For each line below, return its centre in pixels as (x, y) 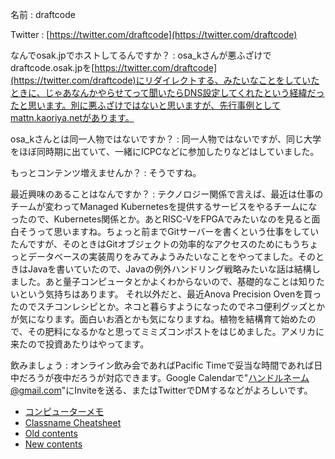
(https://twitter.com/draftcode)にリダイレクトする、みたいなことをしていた (165, 80)
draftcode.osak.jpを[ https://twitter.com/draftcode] (114, 67)
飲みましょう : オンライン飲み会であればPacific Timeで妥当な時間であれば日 (166, 365)
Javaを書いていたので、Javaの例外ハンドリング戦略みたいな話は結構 (169, 269)
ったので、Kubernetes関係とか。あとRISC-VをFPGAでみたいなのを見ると (161, 219)
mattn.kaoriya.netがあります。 (72, 117)
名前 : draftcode (43, 14)
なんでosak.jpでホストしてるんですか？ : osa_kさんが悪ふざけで (141, 55)
